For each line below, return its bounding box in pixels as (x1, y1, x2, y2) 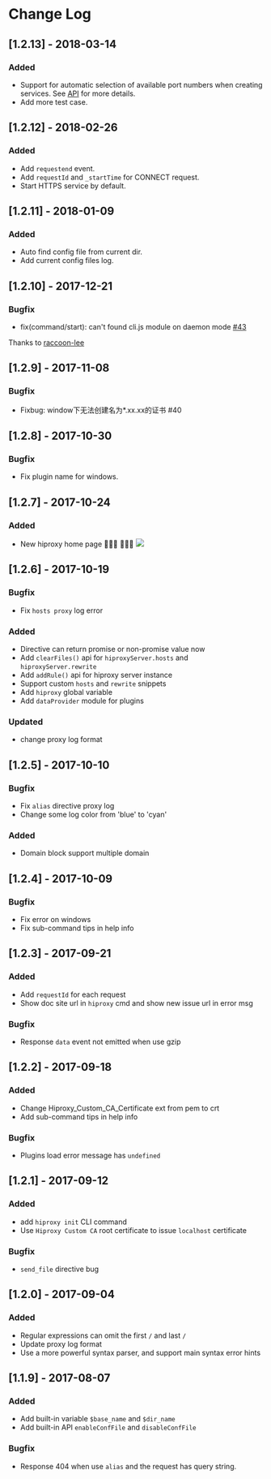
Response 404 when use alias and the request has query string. (19, 1461, 237, 1471)
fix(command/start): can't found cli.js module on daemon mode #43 (19, 321, 247, 331)
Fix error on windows (19, 914, 91, 924)
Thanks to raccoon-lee (8, 338, 85, 347)
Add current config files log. (19, 256, 114, 265)
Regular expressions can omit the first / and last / (19, 1330, 187, 1340)
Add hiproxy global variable (19, 687, 113, 696)
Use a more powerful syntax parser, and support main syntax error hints (19, 1347, 261, 1357)
